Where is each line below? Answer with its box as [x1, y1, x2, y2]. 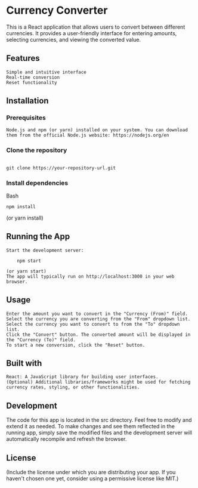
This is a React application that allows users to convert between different [6, 23, 185, 30]
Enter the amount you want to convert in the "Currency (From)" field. [6, 311, 188, 317]
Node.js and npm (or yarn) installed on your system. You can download [6, 127, 188, 133]
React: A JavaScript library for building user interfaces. [6, 374, 159, 380]
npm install [6, 204, 36, 210]
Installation [6, 96, 49, 106]
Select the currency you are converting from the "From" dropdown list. [6, 316, 191, 322]
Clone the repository [6, 146, 67, 155]
